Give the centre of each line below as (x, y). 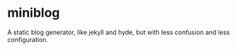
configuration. (28, 39)
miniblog (34, 13)
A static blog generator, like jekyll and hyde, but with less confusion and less (118, 32)
